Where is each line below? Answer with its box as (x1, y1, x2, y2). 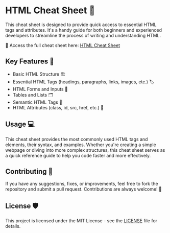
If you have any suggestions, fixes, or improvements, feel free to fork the (5, 181, 158, 187)
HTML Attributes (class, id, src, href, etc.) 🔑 (12, 104, 104, 110)
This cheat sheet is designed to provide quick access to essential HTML (5, 21, 157, 28)
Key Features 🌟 (5, 57, 55, 66)
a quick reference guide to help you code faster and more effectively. (5, 152, 151, 158)
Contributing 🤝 (5, 167, 53, 176)
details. (5, 223, 21, 229)
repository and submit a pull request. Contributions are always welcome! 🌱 (5, 186, 162, 192)
